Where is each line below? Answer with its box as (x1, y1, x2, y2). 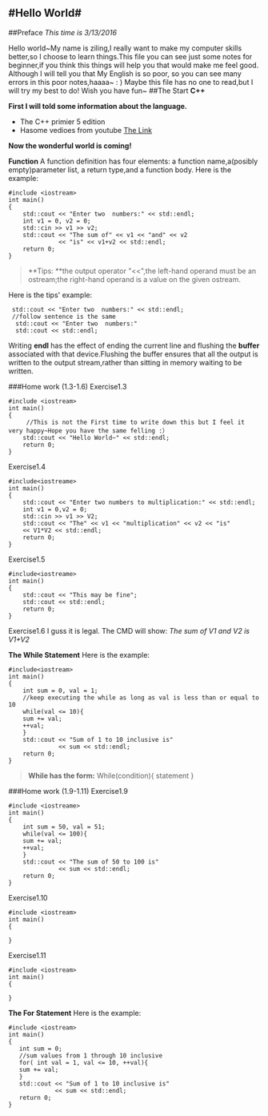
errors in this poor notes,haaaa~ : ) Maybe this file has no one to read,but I (8, 77, 254, 87)
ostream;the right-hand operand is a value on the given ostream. (27, 274, 242, 284)
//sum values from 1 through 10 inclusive (18, 1051, 162, 1060)
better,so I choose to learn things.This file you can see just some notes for (8, 51, 253, 61)
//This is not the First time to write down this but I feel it (26, 418, 246, 426)
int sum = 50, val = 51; (22, 823, 106, 831)
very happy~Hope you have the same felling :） (8, 426, 169, 435)
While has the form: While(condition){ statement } (27, 771, 194, 780)
